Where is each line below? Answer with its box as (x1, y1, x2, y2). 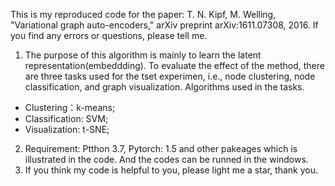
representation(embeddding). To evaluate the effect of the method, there (24, 60, 325, 71)
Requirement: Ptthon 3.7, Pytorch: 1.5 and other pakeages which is (24, 143, 298, 154)
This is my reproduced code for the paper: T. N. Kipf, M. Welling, (10, 9, 277, 20)
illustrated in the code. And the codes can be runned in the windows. (24, 154, 309, 165)
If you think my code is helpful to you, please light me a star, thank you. (24, 164, 318, 176)
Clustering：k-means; (24, 102, 116, 113)
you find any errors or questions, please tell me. (10, 30, 208, 41)
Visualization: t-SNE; (24, 124, 110, 135)
